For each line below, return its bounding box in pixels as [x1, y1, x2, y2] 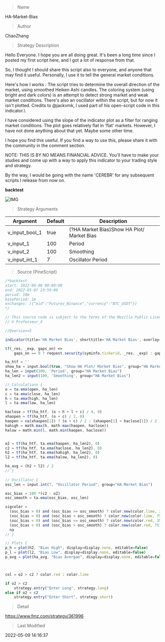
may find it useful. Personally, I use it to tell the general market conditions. [5, 72, 155, 78]
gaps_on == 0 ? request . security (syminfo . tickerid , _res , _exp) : [14, 351, 153, 356]
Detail [17, 604, 29, 609]
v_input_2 [7, 249, 30, 255]
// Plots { [5, 541, 27, 546]
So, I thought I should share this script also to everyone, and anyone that [5, 67, 152, 72]
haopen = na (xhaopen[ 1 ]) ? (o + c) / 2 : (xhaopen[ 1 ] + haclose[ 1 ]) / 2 [5, 419, 157, 424]
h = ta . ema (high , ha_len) [5, 396, 58, 401]
